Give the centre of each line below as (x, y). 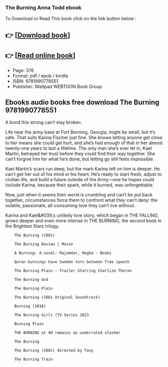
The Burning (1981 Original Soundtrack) (57, 298)
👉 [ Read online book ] (40, 55)
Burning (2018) (30, 306)
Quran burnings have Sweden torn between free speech (72, 262)
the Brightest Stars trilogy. (32, 226)
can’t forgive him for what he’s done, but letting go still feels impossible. (80, 159)
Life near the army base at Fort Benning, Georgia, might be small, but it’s (80, 132)
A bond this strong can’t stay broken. (44, 123)
